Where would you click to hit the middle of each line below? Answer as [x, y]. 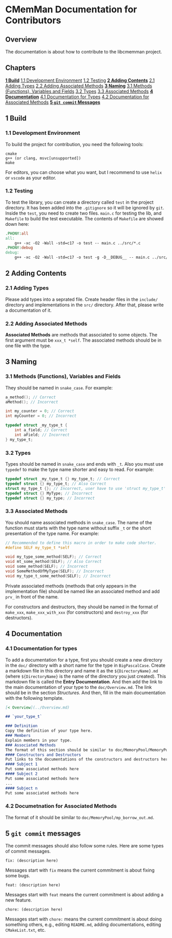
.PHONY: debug [19, 248]
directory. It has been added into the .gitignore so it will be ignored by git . [85, 207]
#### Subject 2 [21, 774]
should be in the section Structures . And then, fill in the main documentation [85, 693]
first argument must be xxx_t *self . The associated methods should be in [83, 340]
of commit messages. [28, 851]
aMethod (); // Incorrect [32, 402]
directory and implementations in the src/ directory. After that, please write [84, 305]
